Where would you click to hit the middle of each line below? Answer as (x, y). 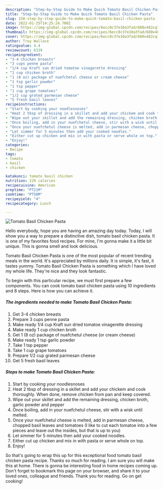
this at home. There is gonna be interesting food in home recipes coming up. (82, 466)
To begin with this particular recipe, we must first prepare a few (69, 281)
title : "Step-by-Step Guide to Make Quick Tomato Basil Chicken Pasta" (79, 14)
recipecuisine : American (30, 185)
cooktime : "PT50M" (24, 194)
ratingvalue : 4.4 (23, 46)
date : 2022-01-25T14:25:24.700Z (38, 23)
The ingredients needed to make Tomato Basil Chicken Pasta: (69, 302)
